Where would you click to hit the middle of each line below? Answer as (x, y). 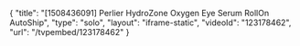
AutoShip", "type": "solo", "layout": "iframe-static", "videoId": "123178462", (150, 23)
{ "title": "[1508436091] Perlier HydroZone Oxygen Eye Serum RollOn (139, 13)
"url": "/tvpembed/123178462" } (70, 32)
